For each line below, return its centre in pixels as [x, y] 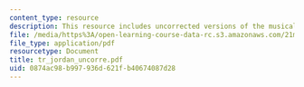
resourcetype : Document [54, 52]
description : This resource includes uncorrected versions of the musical [153, 26]
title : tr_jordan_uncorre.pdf [66, 60]
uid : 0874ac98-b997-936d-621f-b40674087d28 [93, 69]
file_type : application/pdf [62, 43]
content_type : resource [54, 18]
